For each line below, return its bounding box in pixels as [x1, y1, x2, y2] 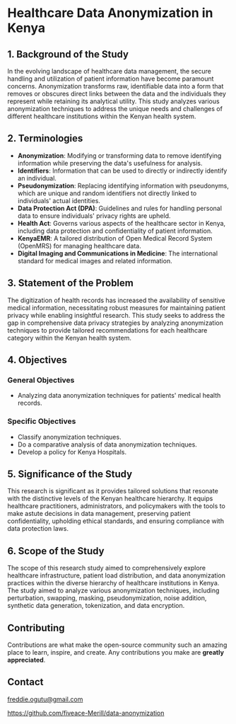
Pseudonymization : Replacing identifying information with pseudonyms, [17, 181, 230, 190]
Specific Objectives [7, 416, 76, 426]
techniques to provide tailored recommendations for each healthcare [7, 326, 208, 334]
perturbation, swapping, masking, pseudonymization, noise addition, [7, 594, 207, 602]
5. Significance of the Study [7, 469, 133, 480]
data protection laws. [7, 524, 69, 533]
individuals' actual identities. [17, 196, 101, 205]
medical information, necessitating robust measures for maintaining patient [7, 303, 226, 312]
